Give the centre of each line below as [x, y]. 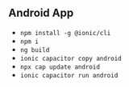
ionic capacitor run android [69, 75]
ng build [35, 50]
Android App [41, 13]
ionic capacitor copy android [71, 58]
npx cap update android [60, 67]
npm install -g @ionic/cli [65, 33]
